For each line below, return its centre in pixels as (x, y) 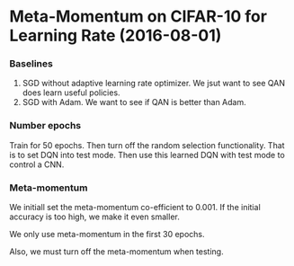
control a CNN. (37, 164)
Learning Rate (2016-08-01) (116, 35)
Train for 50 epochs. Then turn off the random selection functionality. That (147, 145)
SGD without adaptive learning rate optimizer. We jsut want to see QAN (154, 84)
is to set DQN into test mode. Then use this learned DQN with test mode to (147, 155)
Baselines (31, 64)
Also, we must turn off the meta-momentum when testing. (116, 252)
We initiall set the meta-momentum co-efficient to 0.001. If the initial (135, 208)
